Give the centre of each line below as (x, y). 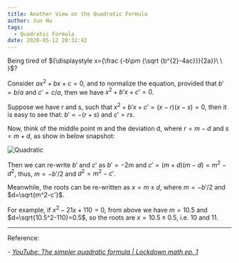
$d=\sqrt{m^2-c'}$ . (36, 195)
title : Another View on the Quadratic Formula (78, 14)
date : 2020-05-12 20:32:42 (47, 41)
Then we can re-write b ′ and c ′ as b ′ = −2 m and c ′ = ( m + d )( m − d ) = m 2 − (117, 164)
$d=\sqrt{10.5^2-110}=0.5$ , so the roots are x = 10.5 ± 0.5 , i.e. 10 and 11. (113, 217)
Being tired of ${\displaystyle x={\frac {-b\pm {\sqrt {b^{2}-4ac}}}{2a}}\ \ (115, 61)
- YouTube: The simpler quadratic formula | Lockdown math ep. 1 (103, 252)
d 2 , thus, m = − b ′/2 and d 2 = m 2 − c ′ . (62, 173)
